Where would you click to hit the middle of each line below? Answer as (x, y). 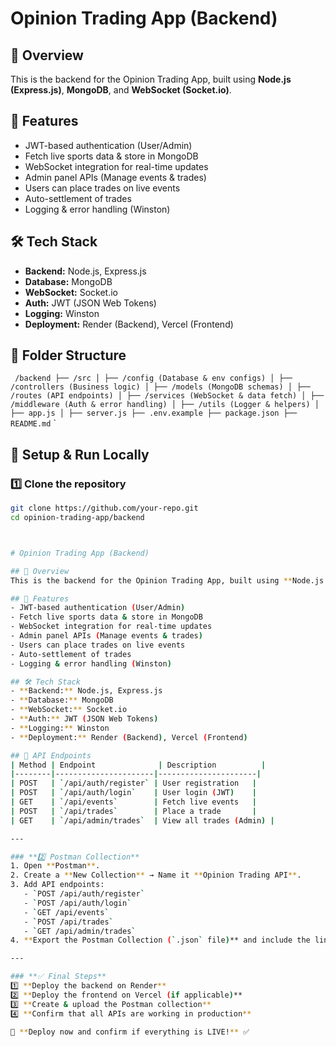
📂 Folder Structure (68, 355)
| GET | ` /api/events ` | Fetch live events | (133, 802)
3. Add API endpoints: (57, 885)
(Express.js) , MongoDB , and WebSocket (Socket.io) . (121, 90)
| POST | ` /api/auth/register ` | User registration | (133, 783)
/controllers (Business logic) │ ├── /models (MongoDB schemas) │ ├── (160, 387)
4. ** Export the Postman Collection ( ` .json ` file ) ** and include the (160, 940)
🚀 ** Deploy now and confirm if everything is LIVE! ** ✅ (130, 1032)
